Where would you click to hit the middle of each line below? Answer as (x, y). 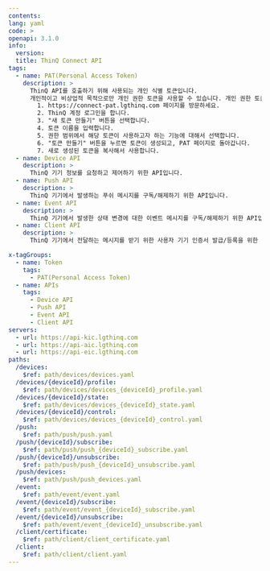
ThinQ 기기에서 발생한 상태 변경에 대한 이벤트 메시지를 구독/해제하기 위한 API (144, 218)
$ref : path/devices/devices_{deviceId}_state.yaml (109, 405)
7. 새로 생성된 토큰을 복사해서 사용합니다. (98, 151)
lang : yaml (27, 23)
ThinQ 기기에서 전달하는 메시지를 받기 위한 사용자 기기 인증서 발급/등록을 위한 (144, 241)
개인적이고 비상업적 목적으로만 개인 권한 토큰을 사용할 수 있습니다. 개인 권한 (140, 98)
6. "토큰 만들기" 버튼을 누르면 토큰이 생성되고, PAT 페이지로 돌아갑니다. (144, 143)
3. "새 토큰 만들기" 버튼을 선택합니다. (94, 121)
